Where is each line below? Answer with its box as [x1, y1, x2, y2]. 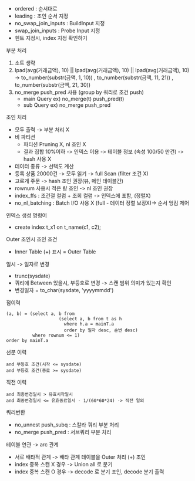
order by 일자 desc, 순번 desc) [63, 327, 138, 333]
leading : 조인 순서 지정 [14, 12, 69, 19]
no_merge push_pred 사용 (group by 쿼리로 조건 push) [14, 89, 144, 96]
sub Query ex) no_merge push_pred [23, 101, 111, 109]
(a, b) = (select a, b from [6, 311, 75, 317]
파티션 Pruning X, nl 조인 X [23, 141, 86, 148]
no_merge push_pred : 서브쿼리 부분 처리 [14, 429, 112, 435]
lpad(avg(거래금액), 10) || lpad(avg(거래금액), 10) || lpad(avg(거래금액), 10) [14, 67, 190, 73]
